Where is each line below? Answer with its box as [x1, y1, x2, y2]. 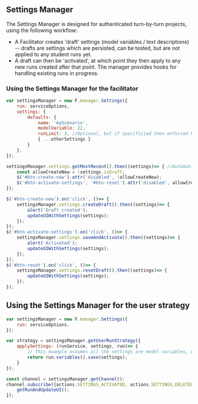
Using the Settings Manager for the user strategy [6, 300, 190, 311]
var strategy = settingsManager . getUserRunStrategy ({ [6, 338, 141, 344]
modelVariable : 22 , [37, 125, 85, 131]
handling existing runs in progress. [14, 69, 99, 76]
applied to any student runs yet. [14, 50, 93, 58]
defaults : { [27, 114, 57, 120]
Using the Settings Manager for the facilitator [6, 84, 138, 92]
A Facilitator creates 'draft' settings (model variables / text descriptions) [14, 38, 190, 45]
